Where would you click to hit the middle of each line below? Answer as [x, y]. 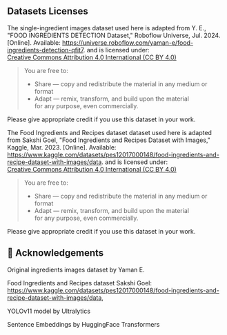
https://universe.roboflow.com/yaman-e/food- [128, 42]
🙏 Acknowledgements [56, 253]
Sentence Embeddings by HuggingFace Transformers [83, 324]
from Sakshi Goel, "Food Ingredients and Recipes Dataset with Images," [109, 140]
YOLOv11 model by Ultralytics [49, 311]
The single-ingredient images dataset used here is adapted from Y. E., [107, 28]
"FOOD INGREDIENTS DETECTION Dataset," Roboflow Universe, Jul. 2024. [114, 35]
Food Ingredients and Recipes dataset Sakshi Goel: [80, 283]
